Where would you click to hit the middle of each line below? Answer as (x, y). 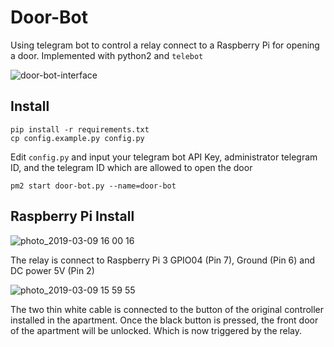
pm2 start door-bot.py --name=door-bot (93, 186)
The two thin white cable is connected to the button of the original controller (167, 309)
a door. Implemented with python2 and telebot (107, 55)
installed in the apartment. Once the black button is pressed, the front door (164, 320)
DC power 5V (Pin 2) (52, 270)
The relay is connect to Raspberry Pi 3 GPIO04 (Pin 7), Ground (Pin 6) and (163, 260)
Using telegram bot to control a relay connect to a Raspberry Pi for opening (165, 45)
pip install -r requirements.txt (80, 129)
